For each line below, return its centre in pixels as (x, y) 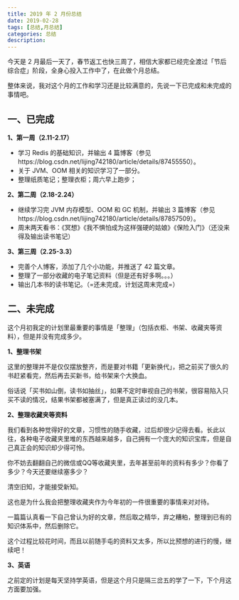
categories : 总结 (32, 34)
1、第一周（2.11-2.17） (40, 137)
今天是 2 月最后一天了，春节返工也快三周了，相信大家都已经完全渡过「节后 (117, 62)
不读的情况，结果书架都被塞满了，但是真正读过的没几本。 (97, 399)
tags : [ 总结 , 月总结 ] (35, 27)
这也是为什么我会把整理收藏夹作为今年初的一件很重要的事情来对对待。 (110, 502)
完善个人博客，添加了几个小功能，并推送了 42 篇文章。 (98, 266)
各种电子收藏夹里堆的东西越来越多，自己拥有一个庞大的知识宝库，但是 (122, 438)
